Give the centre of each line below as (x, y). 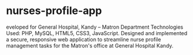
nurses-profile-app (54, 11)
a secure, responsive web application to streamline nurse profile (84, 39)
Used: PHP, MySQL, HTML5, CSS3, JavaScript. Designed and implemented (97, 33)
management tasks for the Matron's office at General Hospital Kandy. (90, 46)
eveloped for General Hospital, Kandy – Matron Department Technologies (95, 27)
